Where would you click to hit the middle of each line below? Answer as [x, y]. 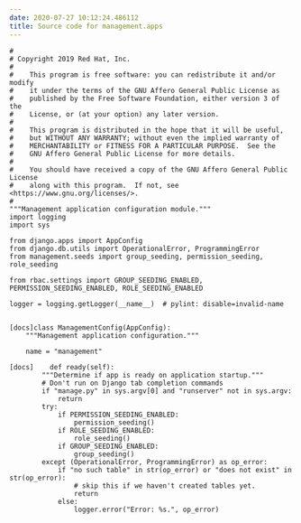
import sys [30, 225]
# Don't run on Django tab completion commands [132, 383]
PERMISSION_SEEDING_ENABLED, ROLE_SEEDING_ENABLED [106, 288]
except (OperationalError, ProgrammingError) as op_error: [155, 462]
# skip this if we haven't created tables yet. [164, 486]
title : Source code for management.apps [87, 26]
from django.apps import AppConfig [76, 240]
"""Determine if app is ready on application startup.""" [153, 375]
